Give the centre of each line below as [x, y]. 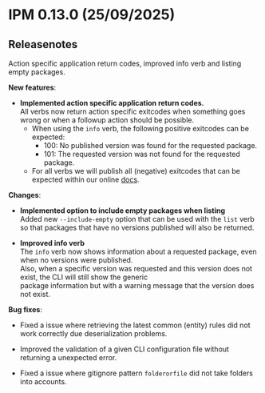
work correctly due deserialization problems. [93, 333]
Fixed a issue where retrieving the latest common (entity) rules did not [135, 325]
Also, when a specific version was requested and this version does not [136, 269]
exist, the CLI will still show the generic [84, 277]
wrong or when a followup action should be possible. [107, 120]
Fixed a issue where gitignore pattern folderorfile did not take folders [136, 373]
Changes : [25, 195]
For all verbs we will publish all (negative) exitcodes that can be [136, 171]
